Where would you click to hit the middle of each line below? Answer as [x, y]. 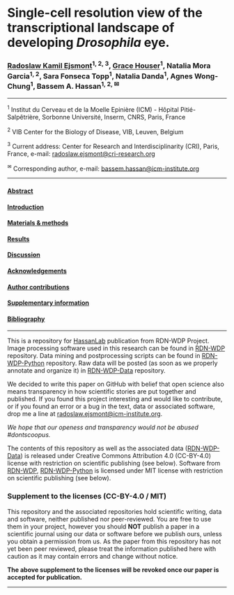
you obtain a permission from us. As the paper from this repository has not [114, 541]
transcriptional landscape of [91, 28]
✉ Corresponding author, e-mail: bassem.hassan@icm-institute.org [103, 168]
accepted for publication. [45, 577]
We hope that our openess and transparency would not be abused [103, 427]
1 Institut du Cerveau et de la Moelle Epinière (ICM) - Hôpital [93, 108]
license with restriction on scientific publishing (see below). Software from [114, 464]
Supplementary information [48, 303]
